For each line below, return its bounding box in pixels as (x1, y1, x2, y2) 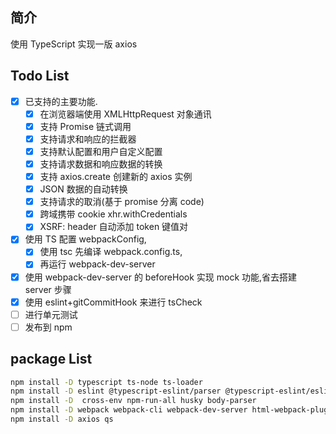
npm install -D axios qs (10, 414, 114, 425)
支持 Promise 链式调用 (39, 120, 132, 132)
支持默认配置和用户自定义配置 (39, 145, 163, 157)
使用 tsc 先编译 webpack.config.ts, (39, 246, 183, 258)
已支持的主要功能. (24, 95, 98, 107)
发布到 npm (24, 321, 73, 333)
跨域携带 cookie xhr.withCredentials (39, 208, 188, 220)
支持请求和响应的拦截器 (39, 133, 137, 145)
